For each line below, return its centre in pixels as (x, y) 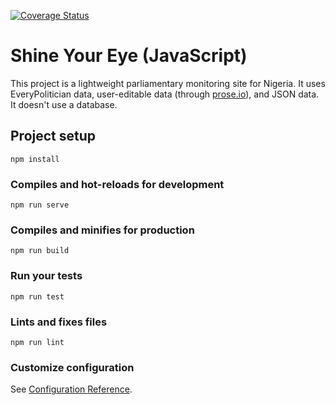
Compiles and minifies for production (102, 230)
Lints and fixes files (59, 322)
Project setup (53, 136)
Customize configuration (72, 367)
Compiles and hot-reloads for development (117, 184)
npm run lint (37, 342)
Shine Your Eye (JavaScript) (129, 56)
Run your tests (46, 276)
